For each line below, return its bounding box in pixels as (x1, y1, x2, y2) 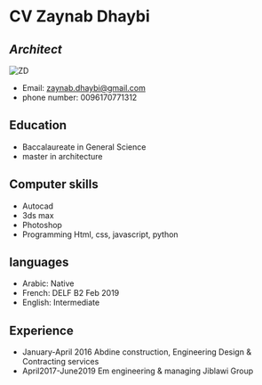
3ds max (21, 209, 55, 220)
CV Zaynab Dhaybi (9, 6, 151, 27)
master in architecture (21, 151, 103, 161)
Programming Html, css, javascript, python (21, 229, 179, 240)
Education (9, 118, 67, 133)
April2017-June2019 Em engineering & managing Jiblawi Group (21, 365, 254, 376)
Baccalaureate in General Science (21, 141, 147, 152)
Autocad (21, 201, 54, 211)
